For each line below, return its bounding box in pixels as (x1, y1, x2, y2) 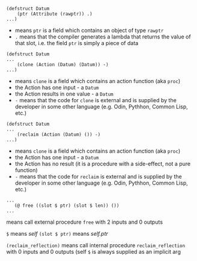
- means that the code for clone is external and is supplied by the (14, 97, 177, 103)
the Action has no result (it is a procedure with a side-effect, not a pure (14, 160, 191, 167)
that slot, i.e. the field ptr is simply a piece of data (14, 40, 139, 46)
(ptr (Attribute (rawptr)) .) (17, 11, 93, 17)
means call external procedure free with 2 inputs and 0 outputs (6, 218, 163, 226)
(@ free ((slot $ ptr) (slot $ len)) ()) (14, 203, 120, 209)
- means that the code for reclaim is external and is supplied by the (14, 173, 182, 180)
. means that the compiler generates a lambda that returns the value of (14, 33, 191, 40)
